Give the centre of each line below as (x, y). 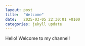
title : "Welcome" (25, 15)
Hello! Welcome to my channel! (37, 38)
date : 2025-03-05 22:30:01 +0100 (43, 19)
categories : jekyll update (34, 24)
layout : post (19, 10)
